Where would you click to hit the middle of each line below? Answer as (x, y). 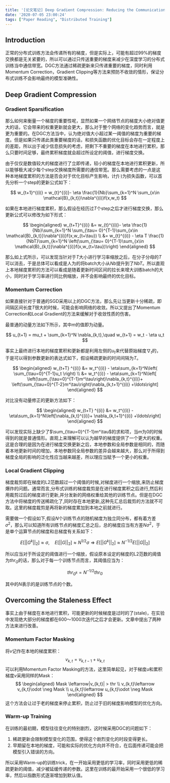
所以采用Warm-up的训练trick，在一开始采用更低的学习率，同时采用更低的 (82, 762)
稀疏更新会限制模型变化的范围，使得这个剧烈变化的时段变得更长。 (81, 739)
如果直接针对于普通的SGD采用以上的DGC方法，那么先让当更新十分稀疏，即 (83, 301)
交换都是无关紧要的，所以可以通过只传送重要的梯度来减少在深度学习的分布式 (85, 59)
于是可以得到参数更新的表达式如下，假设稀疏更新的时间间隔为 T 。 (73, 358)
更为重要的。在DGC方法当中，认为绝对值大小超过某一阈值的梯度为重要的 (81, 133)
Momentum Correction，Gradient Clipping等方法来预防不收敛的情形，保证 (82, 72)
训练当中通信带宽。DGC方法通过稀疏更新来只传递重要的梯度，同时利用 (79, 66)
